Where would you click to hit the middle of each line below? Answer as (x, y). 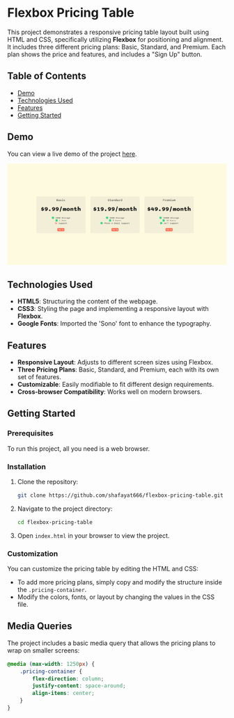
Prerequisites (30, 433)
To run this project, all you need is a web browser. (79, 448)
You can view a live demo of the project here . (72, 154)
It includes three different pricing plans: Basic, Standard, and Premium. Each (117, 47)
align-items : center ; (64, 694)
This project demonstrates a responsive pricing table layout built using (108, 32)
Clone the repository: (48, 481)
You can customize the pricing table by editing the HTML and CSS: (103, 569)
